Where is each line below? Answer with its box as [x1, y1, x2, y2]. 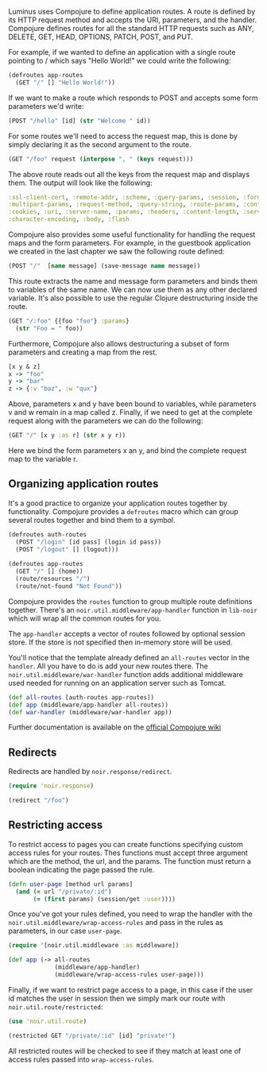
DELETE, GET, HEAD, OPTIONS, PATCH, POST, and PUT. [8, 32, 193, 41]
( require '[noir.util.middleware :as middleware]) [8, 942, 180, 950]
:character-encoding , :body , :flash [8, 215, 130, 223]
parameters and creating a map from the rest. [8, 347, 157, 357]
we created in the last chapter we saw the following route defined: [8, 246, 225, 256]
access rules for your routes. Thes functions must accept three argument [8, 848, 248, 857]
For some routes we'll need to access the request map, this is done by [8, 131, 238, 141]
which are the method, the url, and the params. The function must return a [8, 856, 252, 865]
